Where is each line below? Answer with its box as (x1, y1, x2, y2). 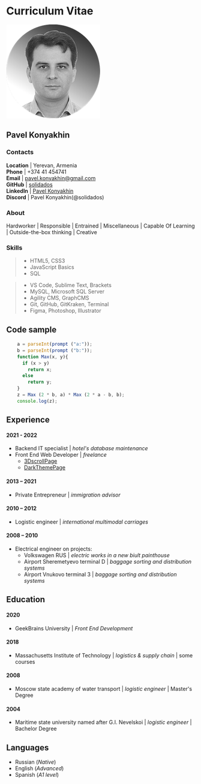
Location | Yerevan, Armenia (6, 161, 77, 169)
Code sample (6, 324, 57, 334)
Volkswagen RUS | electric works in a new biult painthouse (23, 551, 170, 559)
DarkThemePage (23, 464, 66, 471)
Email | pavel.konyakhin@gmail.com (6, 174, 96, 181)
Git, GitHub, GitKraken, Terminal (29, 301, 109, 308)
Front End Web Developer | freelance (14, 451, 107, 459)
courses (14, 658, 35, 665)
